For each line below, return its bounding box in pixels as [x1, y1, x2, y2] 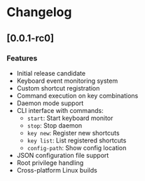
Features [6, 53, 38, 63]
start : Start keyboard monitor [27, 114, 113, 122]
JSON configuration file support [16, 151, 109, 159]
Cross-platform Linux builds [16, 166, 97, 174]
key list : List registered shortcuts [27, 136, 127, 145]
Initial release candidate [16, 69, 85, 77]
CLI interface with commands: [16, 106, 104, 114]
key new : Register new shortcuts [27, 128, 120, 137]
